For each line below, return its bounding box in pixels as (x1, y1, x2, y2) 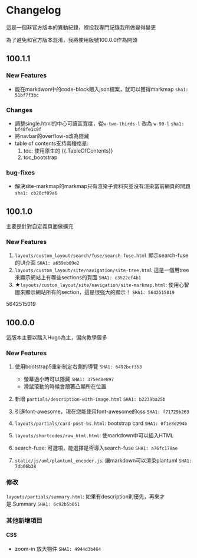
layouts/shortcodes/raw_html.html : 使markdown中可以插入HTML (14, 432, 174, 439)
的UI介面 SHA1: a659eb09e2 (14, 259, 80, 266)
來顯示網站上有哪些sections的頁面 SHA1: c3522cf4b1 (14, 274, 142, 281)
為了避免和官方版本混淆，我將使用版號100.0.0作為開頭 (6, 36, 137, 43)
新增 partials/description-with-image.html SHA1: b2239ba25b (14, 395, 166, 402)
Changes (6, 105, 33, 114)
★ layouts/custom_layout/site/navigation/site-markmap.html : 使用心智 (14, 281, 190, 289)
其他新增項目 (6, 516, 43, 524)
